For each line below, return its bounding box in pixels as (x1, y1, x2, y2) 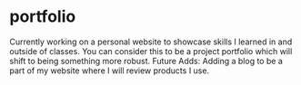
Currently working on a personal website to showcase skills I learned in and (9, 36, 293, 47)
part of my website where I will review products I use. (9, 65, 210, 76)
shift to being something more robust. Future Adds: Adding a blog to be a (9, 55, 284, 66)
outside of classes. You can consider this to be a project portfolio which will (9, 45, 293, 56)
